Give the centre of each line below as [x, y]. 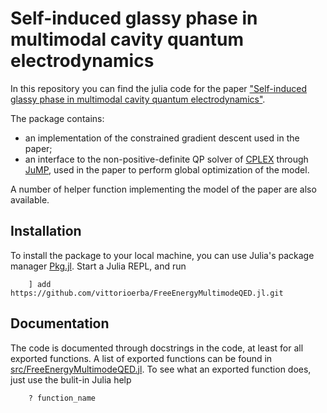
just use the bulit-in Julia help [71, 379]
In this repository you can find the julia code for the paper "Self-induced [159, 88]
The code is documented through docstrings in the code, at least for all [157, 348]
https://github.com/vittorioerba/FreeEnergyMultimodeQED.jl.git [147, 293]
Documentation [60, 323]
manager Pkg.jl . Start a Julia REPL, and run [98, 266]
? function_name [62, 398]
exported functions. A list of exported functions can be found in [141, 358]
